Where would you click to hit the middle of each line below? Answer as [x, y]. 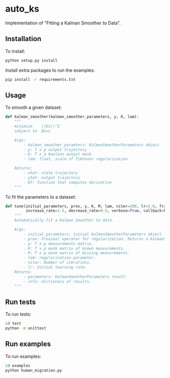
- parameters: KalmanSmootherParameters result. [76, 277]
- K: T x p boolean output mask [58, 154]
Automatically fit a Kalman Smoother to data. [64, 220]
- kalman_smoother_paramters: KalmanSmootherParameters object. [93, 145]
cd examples [18, 366]
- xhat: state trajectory [51, 173]
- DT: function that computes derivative [68, 182]
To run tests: [18, 314]
